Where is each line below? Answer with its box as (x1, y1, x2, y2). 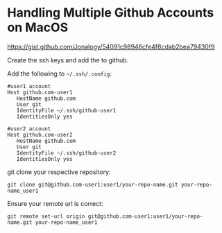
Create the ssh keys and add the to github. (7, 55, 129, 64)
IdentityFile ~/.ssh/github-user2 (16, 149, 117, 157)
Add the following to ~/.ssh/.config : (7, 69, 112, 78)
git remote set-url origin (7, 213, 85, 220)
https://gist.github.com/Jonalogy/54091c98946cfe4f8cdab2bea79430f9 (7, 42, 215, 51)
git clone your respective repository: (7, 168, 111, 176)
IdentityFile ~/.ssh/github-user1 (16, 107, 117, 114)
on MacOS (7, 19, 68, 35)
